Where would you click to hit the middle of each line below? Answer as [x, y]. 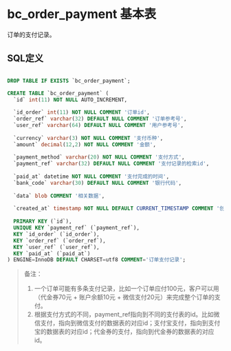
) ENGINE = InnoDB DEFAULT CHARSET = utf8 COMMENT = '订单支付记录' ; [97, 260]
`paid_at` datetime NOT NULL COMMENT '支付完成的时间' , [91, 177]
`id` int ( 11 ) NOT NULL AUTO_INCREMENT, [70, 100]
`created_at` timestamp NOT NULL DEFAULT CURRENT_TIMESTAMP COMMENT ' [117, 209]
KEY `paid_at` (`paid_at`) [52, 253]
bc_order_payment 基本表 [82, 14]
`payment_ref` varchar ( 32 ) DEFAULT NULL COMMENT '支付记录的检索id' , [111, 164]
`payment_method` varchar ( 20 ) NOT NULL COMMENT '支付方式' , [99, 157]
